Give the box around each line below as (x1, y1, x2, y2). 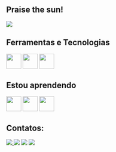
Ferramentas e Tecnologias (6, 38, 111, 48)
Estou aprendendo (6, 80, 77, 91)
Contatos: (6, 123, 44, 133)
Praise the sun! (6, 5, 64, 15)
